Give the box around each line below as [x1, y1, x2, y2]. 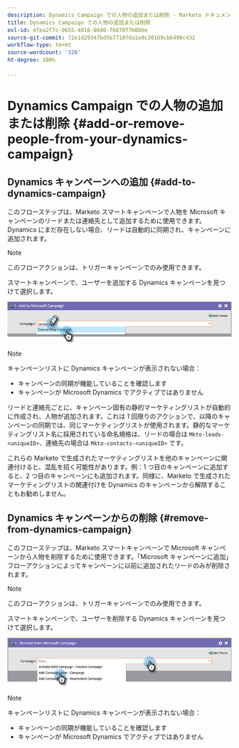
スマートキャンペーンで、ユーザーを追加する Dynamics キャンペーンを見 [7, 278, 220, 287]
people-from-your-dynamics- [7, 131, 188, 147]
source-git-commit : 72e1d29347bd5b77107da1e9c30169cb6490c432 [7, 34, 196, 41]
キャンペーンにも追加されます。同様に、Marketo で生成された [49, 471, 231, 480]
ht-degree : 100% [7, 57, 55, 64]
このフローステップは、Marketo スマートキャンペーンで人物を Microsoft [7, 207, 218, 216]
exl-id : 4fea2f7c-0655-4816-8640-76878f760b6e [7, 26, 148, 33]
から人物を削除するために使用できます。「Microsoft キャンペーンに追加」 [19, 552, 229, 561]
